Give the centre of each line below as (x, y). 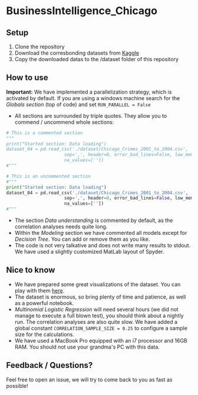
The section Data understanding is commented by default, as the (94, 220)
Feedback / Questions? (49, 365)
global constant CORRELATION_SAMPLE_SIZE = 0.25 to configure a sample (101, 328)
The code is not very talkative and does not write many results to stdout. (103, 245)
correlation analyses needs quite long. (61, 227)
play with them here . (39, 290)
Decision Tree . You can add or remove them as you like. (82, 239)
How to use (27, 78)
